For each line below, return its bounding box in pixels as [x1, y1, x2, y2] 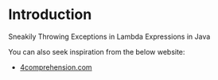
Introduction [8, 6, 92, 24]
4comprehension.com [19, 62, 93, 72]
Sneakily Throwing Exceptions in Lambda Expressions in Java [8, 32, 211, 41]
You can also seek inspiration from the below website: [8, 47, 185, 56]
